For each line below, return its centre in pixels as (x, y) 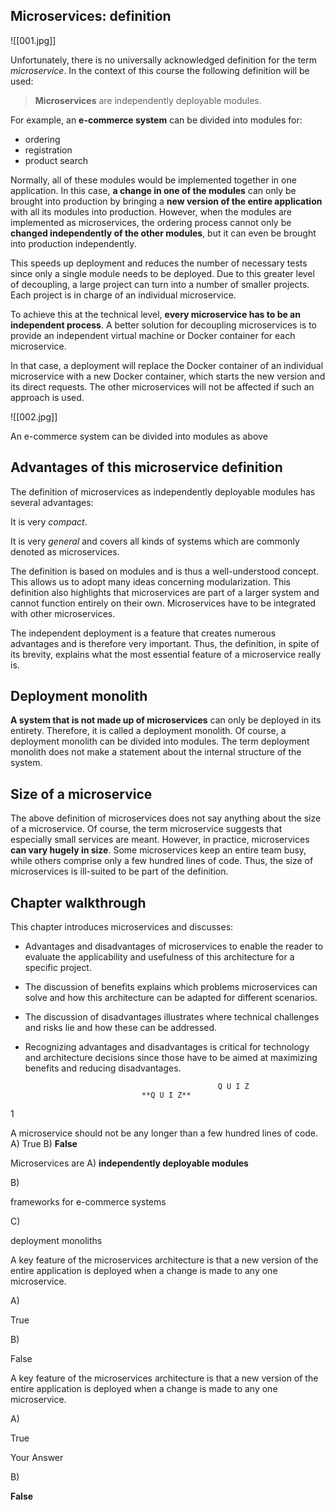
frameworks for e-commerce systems (88, 1202)
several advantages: (52, 502)
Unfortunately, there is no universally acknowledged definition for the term (164, 60)
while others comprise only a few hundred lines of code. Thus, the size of (162, 861)
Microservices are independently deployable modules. (148, 100)
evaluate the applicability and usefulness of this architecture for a (159, 957)
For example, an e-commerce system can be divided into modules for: (156, 120)
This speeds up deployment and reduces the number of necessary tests (159, 263)
